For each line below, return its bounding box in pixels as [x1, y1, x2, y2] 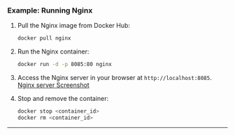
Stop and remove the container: [17, 95, 109, 103]
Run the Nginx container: [17, 47, 90, 56]
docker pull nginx [17, 35, 71, 42]
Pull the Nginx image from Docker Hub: [17, 22, 131, 30]
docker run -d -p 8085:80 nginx [17, 61, 112, 68]
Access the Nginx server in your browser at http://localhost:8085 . [17, 74, 212, 82]
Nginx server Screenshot [17, 81, 90, 89]
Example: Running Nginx [7, 6, 93, 15]
